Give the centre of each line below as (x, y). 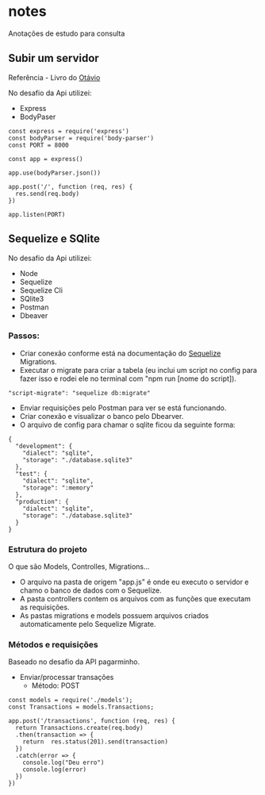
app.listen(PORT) (37, 214)
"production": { (42, 501)
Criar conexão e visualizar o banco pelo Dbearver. (102, 416)
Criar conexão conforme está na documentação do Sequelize (120, 353)
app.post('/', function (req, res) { (71, 186)
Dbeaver (34, 315)
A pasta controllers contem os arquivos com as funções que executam (135, 599)
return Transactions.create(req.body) (80, 728)
